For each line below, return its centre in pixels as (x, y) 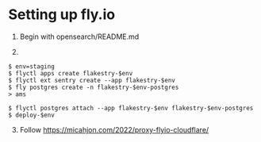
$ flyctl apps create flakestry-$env (71, 73)
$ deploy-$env (32, 115)
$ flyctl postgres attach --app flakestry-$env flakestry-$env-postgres (131, 108)
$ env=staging (32, 66)
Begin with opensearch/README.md (79, 36)
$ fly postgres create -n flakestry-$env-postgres (94, 87)
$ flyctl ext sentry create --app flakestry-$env (92, 80)
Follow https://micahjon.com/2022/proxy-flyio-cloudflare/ (114, 129)
